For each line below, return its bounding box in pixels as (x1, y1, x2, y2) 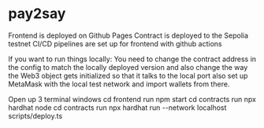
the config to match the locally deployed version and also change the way (8, 62, 248, 71)
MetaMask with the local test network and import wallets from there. (8, 79, 230, 89)
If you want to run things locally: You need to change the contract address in (8, 54, 257, 64)
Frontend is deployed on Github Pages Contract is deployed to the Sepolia (8, 31, 249, 40)
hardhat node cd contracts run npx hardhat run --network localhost (8, 103, 227, 112)
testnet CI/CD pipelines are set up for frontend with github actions (8, 38, 222, 48)
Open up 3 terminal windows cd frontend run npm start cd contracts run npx (8, 94, 256, 104)
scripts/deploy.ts (8, 111, 63, 120)
